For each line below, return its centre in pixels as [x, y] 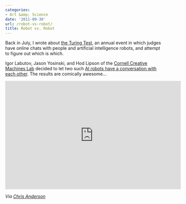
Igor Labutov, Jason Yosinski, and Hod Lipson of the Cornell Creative [76, 63]
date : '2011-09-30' [26, 19]
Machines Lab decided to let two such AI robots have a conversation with [81, 69]
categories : [18, 10]
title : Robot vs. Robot [30, 29]
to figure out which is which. [35, 54]
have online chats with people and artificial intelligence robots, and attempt [83, 48]
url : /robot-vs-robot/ [29, 24]
